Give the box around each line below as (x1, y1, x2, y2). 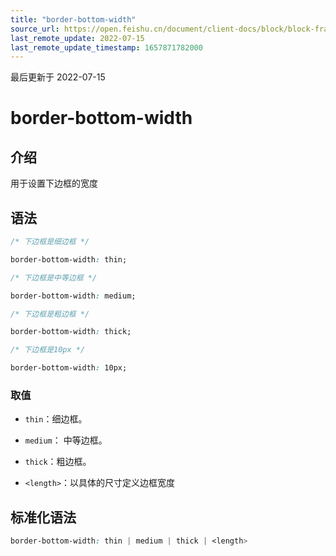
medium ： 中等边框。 (24, 434, 108, 446)
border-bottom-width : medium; (10, 291, 137, 301)
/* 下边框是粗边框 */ (10, 309, 90, 319)
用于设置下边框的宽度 (10, 177, 98, 190)
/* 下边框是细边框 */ (10, 237, 90, 247)
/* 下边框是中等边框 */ (10, 272, 98, 283)
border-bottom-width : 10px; (10, 363, 128, 373)
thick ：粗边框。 (24, 456, 92, 468)
